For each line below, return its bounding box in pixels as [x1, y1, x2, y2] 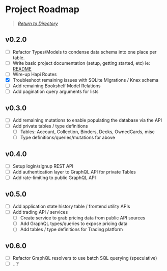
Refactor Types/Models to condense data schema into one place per [12, 48, 157, 55]
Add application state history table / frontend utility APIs [12, 203, 130, 209]
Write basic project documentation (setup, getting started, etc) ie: [12, 60, 150, 66]
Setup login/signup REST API [12, 163, 74, 169]
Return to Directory [17, 20, 58, 27]
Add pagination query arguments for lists [12, 88, 99, 95]
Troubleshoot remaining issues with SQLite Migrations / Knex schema [12, 77, 159, 83]
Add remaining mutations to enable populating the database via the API [12, 117, 162, 123]
